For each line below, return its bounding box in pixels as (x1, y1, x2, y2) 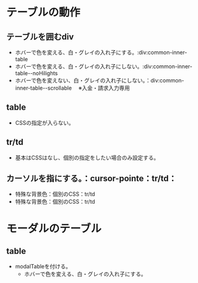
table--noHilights (15, 70, 58, 76)
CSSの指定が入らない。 (15, 119, 74, 126)
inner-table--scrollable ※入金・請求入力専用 (15, 84, 131, 92)
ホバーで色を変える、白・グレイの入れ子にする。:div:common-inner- (15, 49, 187, 56)
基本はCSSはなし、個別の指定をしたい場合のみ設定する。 (15, 154, 159, 161)
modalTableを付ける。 (15, 263, 72, 270)
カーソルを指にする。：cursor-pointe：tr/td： (6, 173, 177, 184)
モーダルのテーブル (6, 222, 102, 235)
